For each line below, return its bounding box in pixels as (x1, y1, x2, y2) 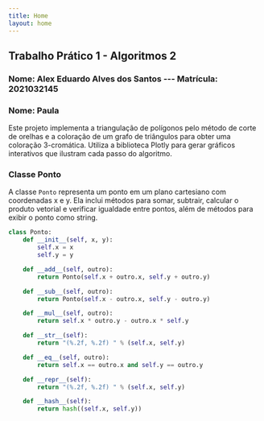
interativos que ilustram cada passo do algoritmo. (8, 149, 173, 159)
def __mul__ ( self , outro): (23, 309, 113, 318)
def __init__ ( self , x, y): (23, 236, 113, 244)
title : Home (8, 11, 48, 20)
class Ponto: (8, 229, 52, 237)
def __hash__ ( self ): (23, 398, 92, 406)
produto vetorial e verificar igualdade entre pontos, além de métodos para (8, 204, 254, 214)
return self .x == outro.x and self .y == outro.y (37, 361, 204, 369)
